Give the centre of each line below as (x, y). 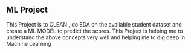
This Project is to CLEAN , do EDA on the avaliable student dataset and (94, 24)
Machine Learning (29, 43)
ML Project (27, 10)
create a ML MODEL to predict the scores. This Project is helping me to (95, 31)
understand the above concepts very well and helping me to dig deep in (96, 37)
